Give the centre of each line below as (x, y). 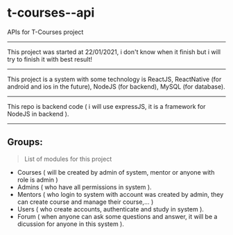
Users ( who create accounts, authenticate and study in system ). (111, 209)
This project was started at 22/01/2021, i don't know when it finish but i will (114, 52)
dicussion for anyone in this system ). (71, 224)
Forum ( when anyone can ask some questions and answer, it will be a (117, 216)
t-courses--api (51, 13)
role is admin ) (37, 180)
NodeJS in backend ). (38, 114)
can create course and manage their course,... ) (85, 202)
